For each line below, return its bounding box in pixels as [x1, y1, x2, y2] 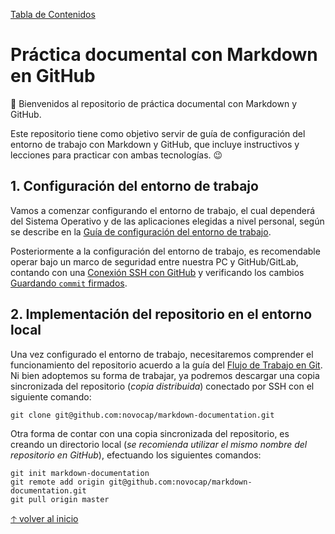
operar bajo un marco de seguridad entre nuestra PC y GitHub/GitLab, [10, 255, 299, 268]
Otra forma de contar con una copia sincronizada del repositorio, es [10, 427, 290, 439]
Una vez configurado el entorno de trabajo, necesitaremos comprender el [10, 348, 314, 360]
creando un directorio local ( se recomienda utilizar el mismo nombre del [10, 438, 308, 450]
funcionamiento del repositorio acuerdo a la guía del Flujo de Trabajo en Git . [10, 359, 323, 371]
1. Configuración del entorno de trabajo [10, 178, 259, 195]
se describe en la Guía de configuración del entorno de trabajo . [10, 225, 272, 238]
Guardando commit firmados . [10, 277, 128, 289]
